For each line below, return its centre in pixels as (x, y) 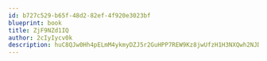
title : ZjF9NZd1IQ (39, 30)
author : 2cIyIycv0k (41, 38)
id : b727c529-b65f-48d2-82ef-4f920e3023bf (79, 15)
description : (30, 45)
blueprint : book (35, 23)
